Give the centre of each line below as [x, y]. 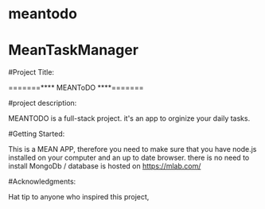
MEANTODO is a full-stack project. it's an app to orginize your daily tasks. [129, 118]
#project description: [43, 103]
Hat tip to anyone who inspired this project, [79, 197]
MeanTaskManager [74, 50]
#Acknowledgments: [42, 182]
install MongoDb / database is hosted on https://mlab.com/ [105, 166]
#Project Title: [31, 72]
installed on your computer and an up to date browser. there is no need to [129, 158]
